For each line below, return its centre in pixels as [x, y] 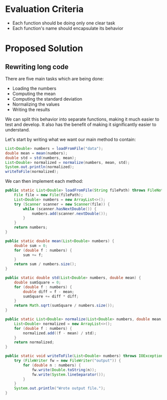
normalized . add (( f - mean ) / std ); [60, 333]
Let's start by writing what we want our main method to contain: [71, 139]
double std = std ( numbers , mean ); [41, 158]
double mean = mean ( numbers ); [37, 153]
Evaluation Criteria [44, 9]
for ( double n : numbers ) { [52, 365]
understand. [18, 130]
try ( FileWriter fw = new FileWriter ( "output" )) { [68, 361]
